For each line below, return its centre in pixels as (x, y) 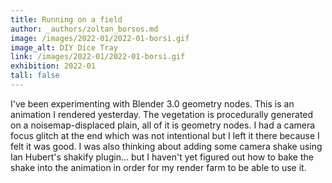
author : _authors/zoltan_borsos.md (84, 29)
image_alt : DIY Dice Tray (64, 47)
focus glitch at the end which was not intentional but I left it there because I (165, 135)
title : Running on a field (66, 19)
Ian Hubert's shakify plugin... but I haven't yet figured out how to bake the (162, 157)
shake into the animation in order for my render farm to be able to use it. (158, 167)
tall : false (35, 76)
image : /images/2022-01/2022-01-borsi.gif (100, 38)
